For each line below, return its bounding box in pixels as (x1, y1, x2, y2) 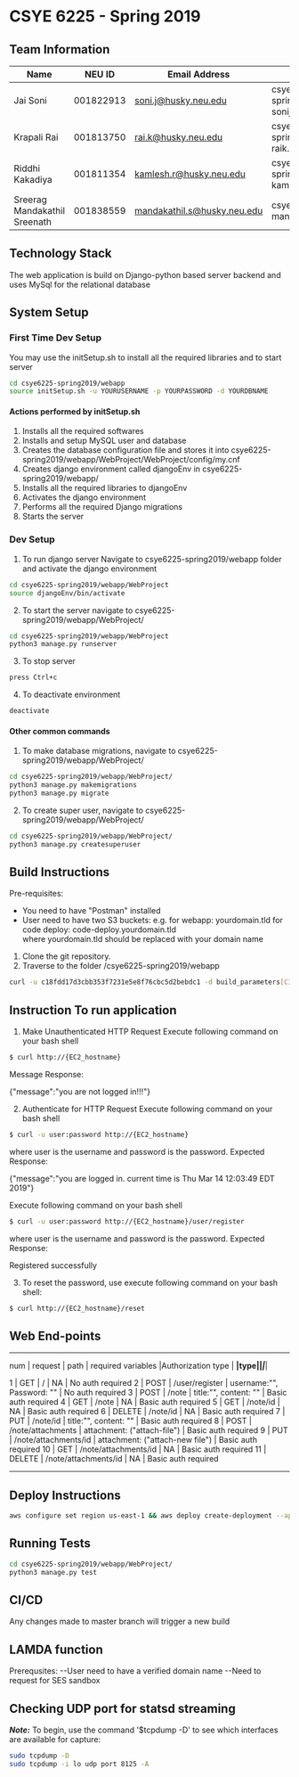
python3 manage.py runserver (9, 640, 117, 649)
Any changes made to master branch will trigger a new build (9, 1616, 230, 1627)
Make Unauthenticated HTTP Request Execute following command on (21, 1027, 279, 1037)
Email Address (167, 69, 230, 80)
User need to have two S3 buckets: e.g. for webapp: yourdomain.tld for (21, 915, 283, 926)
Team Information (9, 42, 110, 57)
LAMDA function (9, 1642, 104, 1657)
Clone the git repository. (21, 951, 111, 962)
